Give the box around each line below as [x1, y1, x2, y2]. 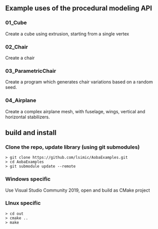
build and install [5, 128, 57, 137]
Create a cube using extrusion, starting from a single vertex [5, 30, 129, 37]
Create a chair [5, 55, 35, 61]
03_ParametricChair [5, 67, 57, 74]
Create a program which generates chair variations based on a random [5, 79, 153, 85]
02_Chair [5, 43, 28, 50]
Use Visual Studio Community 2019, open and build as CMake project [5, 187, 150, 193]
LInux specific [5, 200, 41, 207]
